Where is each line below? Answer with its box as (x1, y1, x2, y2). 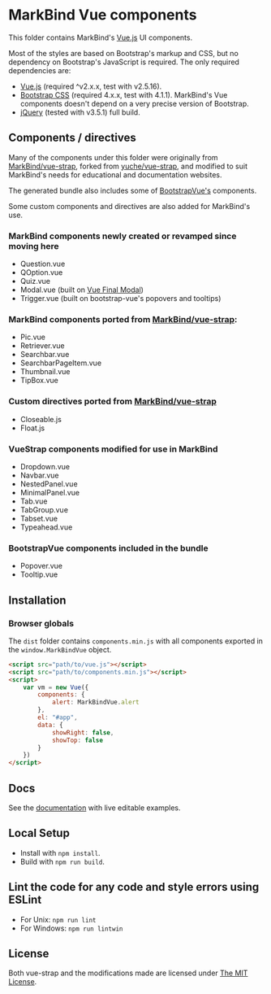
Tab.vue (19, 496, 48, 506)
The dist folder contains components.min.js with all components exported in (8, 636, 264, 646)
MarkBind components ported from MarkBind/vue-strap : (8, 313, 238, 325)
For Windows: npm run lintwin (19, 923, 123, 933)
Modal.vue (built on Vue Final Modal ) (19, 285, 144, 294)
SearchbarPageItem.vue (19, 358, 102, 368)
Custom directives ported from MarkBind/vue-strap (8, 396, 217, 408)
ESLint (8, 893, 42, 907)
